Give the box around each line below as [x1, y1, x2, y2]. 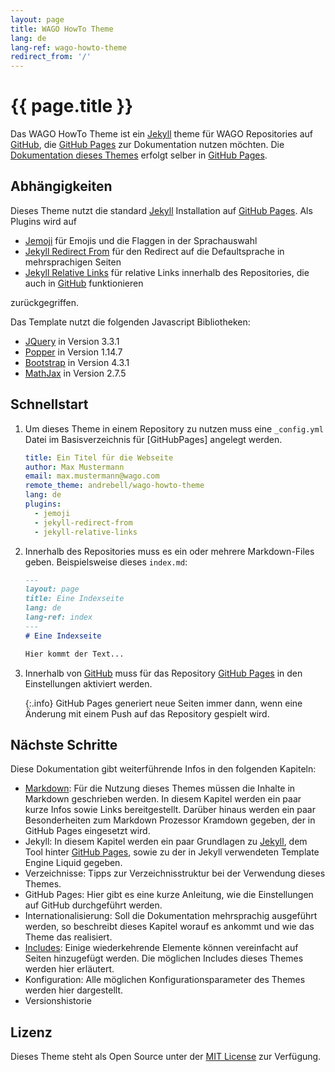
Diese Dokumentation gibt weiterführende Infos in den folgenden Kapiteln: [10, 763, 317, 775]
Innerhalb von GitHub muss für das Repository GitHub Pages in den [24, 667, 303, 679]
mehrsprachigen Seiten [24, 256, 122, 268]
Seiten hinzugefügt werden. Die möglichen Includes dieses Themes [24, 952, 304, 965]
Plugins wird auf [10, 215, 77, 227]
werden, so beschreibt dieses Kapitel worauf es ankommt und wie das [24, 921, 315, 933]
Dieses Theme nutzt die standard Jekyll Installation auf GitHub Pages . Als [10, 204, 313, 216]
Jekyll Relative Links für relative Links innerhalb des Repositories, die [24, 266, 310, 278]
